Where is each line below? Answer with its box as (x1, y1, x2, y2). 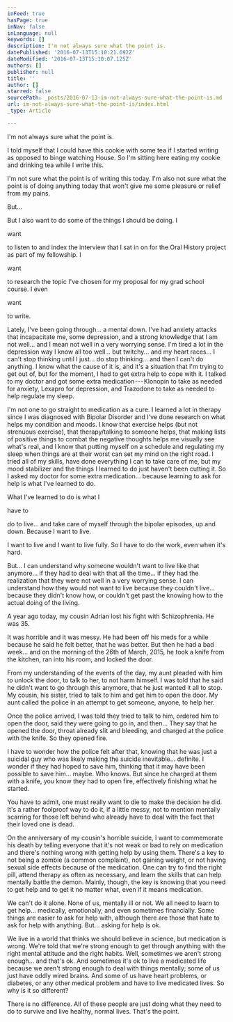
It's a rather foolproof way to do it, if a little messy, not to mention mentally (7, 805, 220, 813)
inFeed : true (7, 10, 45, 17)
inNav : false (7, 23, 45, 30)
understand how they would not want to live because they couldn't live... (7, 583, 216, 592)
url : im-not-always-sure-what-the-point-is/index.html (7, 101, 170, 108)
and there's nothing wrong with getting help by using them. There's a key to (7, 848, 225, 856)
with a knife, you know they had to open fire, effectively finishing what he (7, 777, 217, 785)
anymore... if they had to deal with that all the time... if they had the (7, 569, 199, 577)
